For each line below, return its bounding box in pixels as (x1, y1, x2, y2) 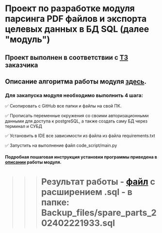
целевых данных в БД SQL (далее (5, 24, 149, 35)
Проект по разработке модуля (5, 3, 135, 14)
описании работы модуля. (5, 159, 62, 165)
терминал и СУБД (5, 124, 42, 129)
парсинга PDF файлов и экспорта (5, 13, 147, 24)
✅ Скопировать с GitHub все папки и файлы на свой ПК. (5, 103, 122, 109)
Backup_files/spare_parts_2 (41, 207, 157, 218)
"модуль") (5, 34, 50, 45)
